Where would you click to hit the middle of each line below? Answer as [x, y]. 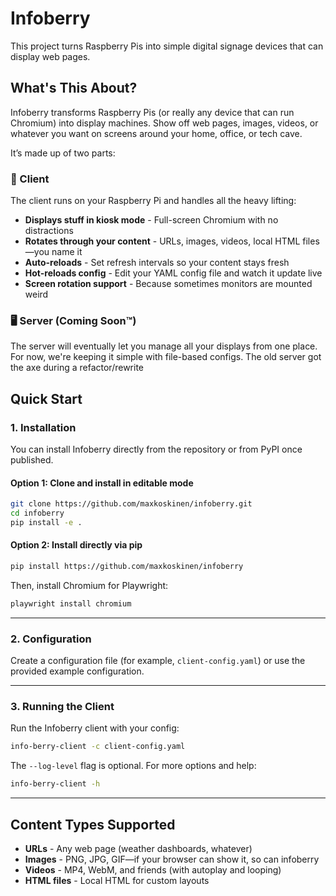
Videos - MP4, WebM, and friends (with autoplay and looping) [153, 869]
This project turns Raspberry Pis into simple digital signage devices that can [167, 46]
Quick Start [46, 398]
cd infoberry [37, 513]
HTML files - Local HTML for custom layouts [117, 880]
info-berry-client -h [55, 784]
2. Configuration [51, 639]
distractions [49, 231]
